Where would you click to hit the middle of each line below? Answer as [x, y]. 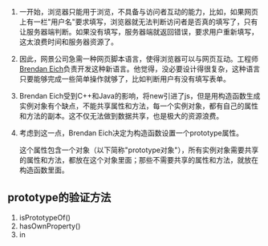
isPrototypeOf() [45, 217]
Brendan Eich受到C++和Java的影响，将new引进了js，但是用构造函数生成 [140, 96]
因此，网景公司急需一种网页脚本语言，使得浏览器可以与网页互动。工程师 [138, 59]
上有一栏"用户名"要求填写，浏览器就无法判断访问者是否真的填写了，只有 [138, 22]
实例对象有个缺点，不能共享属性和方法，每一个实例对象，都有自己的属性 [138, 106]
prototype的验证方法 [59, 198]
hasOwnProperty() [50, 226]
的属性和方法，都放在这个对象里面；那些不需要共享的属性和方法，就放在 [138, 160]
